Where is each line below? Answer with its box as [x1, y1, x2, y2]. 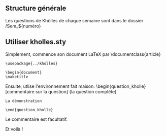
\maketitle [5, 74, 28, 79]
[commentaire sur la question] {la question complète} [5, 88, 117, 94]
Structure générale [5, 4, 67, 13]
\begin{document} [5, 70, 42, 75]
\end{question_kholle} [5, 107, 53, 112]
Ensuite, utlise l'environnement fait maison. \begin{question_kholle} [5, 83, 146, 89]
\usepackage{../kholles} [5, 61, 58, 66]
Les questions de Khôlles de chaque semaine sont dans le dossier [5, 17, 144, 23]
